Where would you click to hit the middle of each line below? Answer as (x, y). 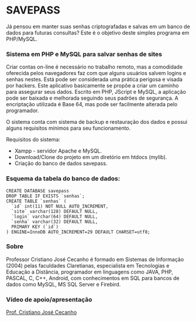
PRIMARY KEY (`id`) (35, 227)
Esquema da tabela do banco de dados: (63, 178)
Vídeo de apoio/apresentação (49, 299)
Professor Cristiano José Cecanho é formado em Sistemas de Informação (95, 259)
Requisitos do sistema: (33, 140)
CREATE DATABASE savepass (37, 191)
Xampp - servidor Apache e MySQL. (58, 151)
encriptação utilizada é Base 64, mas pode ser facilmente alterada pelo (92, 104)
